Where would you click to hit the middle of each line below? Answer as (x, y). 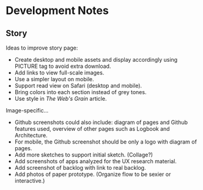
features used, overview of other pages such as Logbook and (92, 129)
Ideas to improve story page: (42, 48)
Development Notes (57, 11)
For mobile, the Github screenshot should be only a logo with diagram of (105, 142)
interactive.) (30, 181)
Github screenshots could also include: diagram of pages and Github (101, 122)
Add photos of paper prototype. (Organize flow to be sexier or (93, 174)
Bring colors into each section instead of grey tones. (80, 92)
